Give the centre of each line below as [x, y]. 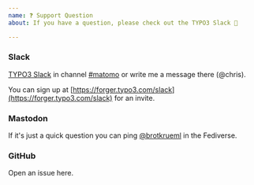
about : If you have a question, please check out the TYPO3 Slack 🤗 [123, 23]
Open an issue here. [41, 173]
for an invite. [134, 98]
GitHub [22, 156]
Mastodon [28, 118]
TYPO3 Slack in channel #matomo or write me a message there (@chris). [127, 74]
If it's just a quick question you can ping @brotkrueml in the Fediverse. [123, 135]
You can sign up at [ [41, 89]
